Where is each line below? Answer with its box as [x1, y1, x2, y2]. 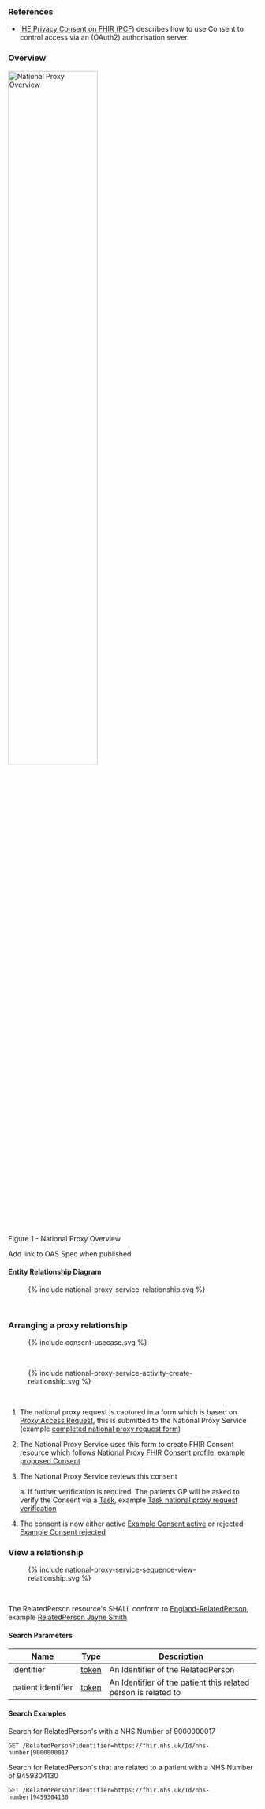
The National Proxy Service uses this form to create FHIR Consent [19, 1440, 234, 1449]
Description [159, 1651, 203, 1662]
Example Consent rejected [19, 1528, 106, 1537]
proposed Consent [19, 1456, 81, 1466]
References [8, 6, 54, 17]
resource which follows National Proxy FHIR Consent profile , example [19, 1448, 246, 1457]
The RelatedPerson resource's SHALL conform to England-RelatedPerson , [8, 1604, 249, 1614]
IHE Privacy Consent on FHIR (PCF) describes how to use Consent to [19, 25, 244, 34]
